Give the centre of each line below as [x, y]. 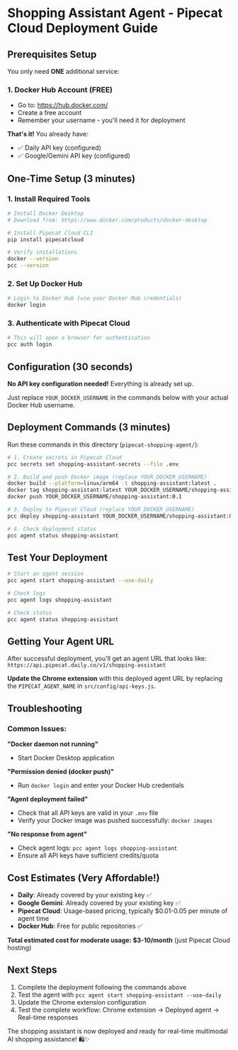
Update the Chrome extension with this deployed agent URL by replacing [115, 679]
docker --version [33, 259]
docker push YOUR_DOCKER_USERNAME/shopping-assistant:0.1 [95, 497]
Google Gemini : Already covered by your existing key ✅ [99, 902]
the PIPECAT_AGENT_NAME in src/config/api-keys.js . [81, 686]
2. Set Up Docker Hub [45, 284]
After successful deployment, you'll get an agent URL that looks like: [107, 659]
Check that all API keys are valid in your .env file [88, 813]
